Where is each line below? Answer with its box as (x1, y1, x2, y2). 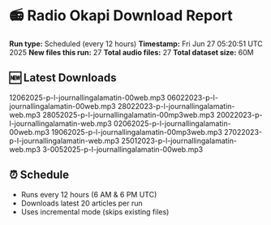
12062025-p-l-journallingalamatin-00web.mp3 (9, 93, 166, 102)
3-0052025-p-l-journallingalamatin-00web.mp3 (42, 144, 204, 154)
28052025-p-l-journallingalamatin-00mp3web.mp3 (42, 110, 215, 119)
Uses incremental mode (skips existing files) (20, 206, 170, 216)
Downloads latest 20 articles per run (20, 198, 143, 208)
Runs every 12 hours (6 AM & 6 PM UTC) (20, 189, 157, 199)
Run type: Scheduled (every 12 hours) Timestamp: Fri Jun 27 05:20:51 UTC (9, 38, 263, 49)
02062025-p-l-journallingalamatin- (113, 119, 231, 128)
